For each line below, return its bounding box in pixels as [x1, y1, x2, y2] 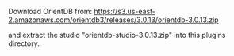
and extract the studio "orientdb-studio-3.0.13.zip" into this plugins [8, 31, 226, 39]
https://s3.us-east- [94, 7, 156, 16]
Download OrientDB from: [8, 7, 93, 16]
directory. [8, 39, 40, 48]
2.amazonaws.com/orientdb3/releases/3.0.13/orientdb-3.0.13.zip [8, 15, 220, 24]
